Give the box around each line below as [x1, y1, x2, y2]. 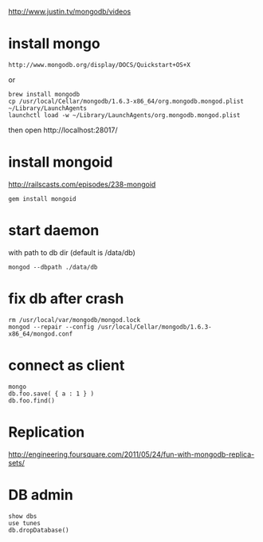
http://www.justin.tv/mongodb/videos [8, 7, 131, 16]
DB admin [8, 485, 73, 504]
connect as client [8, 356, 125, 374]
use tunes [8, 519, 41, 527]
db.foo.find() [8, 396, 56, 405]
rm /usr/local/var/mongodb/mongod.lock [8, 316, 141, 324]
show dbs [8, 512, 37, 520]
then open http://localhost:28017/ [8, 125, 118, 135]
